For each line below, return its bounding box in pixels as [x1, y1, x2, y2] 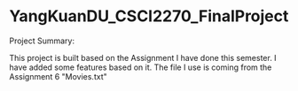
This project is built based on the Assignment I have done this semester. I [9, 52, 277, 63]
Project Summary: [9, 35, 75, 46]
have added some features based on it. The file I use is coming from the [9, 62, 272, 72]
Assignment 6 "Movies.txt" [9, 71, 108, 81]
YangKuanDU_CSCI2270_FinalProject [9, 6, 289, 27]
